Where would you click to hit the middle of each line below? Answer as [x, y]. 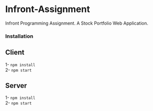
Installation [19, 36]
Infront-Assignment [48, 9]
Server [16, 86]
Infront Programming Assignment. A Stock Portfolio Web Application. [77, 23]
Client [15, 52]
